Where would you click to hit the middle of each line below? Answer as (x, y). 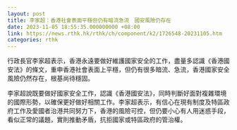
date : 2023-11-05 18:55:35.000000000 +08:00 (74, 27)
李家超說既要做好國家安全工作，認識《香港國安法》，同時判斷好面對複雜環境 (117, 93)
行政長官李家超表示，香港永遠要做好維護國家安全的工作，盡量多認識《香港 (115, 61)
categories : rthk (33, 40)
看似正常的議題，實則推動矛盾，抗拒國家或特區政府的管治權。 (97, 119)
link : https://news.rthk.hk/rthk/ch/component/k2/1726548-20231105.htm (115, 33)
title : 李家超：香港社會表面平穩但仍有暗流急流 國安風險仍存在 (89, 20)
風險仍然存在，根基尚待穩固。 (50, 79)
